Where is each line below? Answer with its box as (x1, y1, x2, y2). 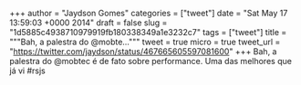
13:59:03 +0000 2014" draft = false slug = (9, 17, 168, 28)
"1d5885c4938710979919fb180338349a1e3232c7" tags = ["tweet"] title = (9, 27, 287, 37)
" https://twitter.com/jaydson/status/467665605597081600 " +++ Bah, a (9, 46, 277, 57)
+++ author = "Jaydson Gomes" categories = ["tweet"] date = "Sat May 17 (9, 8, 288, 18)
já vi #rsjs (9, 65, 46, 76)
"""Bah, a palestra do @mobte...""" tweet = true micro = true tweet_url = (9, 36, 281, 47)
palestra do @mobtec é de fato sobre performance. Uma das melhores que (9, 56, 292, 66)
